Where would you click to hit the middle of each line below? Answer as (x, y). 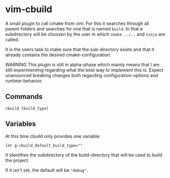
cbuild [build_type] (27, 108)
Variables (21, 124)
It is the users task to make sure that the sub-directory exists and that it (80, 49)
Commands (24, 97)
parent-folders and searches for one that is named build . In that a (74, 28)
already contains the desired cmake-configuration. (58, 55)
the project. (17, 160)
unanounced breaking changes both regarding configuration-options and (82, 75)
